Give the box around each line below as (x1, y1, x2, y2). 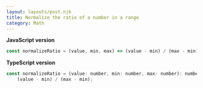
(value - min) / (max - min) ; (17, 77, 94, 83)
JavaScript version (6, 37, 55, 44)
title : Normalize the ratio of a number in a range (6, 14, 139, 20)
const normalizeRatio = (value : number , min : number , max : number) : (6, 71, 182, 77)
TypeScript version (6, 59, 56, 66)
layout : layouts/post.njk (6, 8, 71, 15)
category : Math (6, 20, 45, 26)
